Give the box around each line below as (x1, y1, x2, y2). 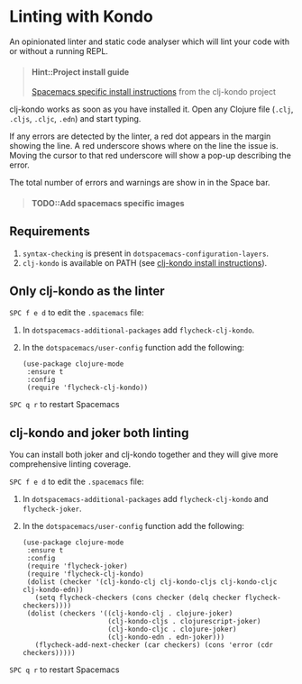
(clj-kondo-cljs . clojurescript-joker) (107, 617, 261, 626)
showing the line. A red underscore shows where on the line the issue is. (9, 141, 279, 151)
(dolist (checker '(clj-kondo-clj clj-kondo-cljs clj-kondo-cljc (26, 578, 278, 587)
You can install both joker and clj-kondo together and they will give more (9, 449, 279, 461)
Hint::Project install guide (31, 66, 130, 78)
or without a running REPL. (9, 45, 108, 56)
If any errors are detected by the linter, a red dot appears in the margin (9, 131, 271, 141)
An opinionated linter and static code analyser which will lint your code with (9, 36, 290, 47)
